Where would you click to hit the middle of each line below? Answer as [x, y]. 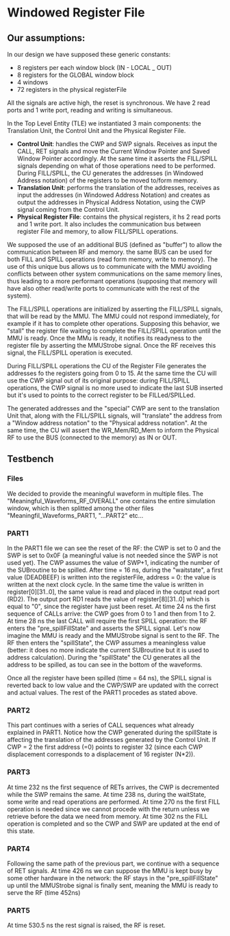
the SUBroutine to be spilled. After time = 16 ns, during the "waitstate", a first [115, 570]
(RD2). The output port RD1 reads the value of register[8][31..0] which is [108, 599]
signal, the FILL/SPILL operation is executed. [70, 352]
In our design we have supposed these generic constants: [89, 54]
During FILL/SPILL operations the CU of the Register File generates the [107, 366]
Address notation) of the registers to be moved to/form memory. [107, 180]
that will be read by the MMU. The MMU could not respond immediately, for [114, 316]
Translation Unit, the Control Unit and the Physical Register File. [97, 131]
